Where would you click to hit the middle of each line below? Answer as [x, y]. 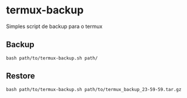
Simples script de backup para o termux [54, 26]
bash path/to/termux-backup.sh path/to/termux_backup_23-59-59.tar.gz [94, 89]
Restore [20, 76]
